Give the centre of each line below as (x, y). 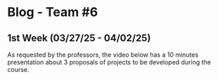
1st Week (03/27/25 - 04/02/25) (79, 38)
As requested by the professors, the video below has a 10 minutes (103, 55)
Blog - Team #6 (53, 12)
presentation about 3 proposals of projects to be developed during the (109, 62)
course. (18, 70)
